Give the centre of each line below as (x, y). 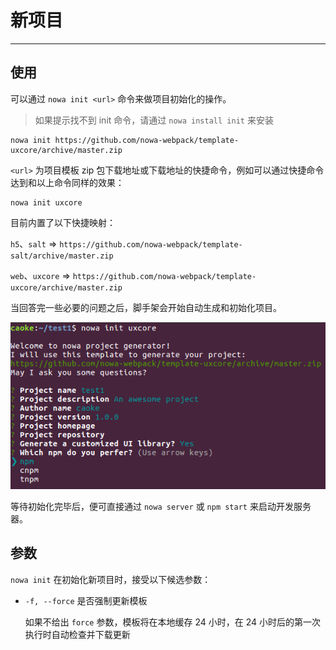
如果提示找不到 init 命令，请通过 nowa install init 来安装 (154, 120)
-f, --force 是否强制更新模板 (86, 600)
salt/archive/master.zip (62, 256)
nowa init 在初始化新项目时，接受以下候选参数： (111, 579)
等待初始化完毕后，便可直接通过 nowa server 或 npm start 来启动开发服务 (161, 506)
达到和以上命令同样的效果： (67, 182)
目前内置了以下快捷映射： (63, 222)
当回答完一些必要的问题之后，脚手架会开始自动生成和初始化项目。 (146, 307)
